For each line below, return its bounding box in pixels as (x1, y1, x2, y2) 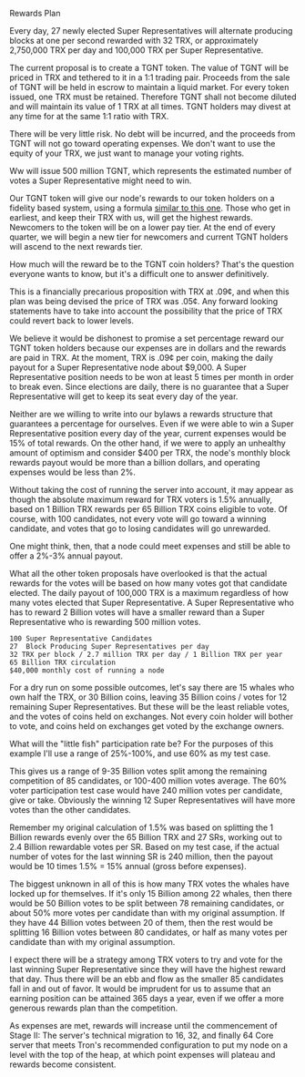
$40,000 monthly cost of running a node (9, 666, 166, 675)
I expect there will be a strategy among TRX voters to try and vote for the (9, 954, 283, 965)
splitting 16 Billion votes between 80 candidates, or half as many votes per (9, 927, 289, 938)
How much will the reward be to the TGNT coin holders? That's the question (9, 259, 294, 270)
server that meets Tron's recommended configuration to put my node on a (9, 1040, 289, 1051)
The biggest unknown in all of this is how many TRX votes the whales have (9, 878, 290, 889)
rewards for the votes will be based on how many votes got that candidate (9, 578, 288, 589)
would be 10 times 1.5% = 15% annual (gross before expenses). (9, 861, 248, 871)
